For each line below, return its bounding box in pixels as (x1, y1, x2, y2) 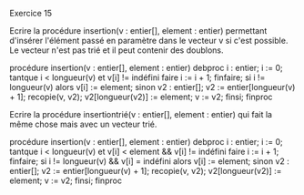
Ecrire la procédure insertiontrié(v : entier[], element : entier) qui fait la (9, 109, 273, 119)
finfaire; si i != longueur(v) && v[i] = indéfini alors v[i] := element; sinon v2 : (9, 156, 289, 167)
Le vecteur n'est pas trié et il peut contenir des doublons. (9, 45, 224, 56)
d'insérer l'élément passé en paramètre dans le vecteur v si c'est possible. (9, 36, 289, 46)
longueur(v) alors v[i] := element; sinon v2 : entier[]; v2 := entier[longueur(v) (9, 82, 296, 92)
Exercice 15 (9, 8, 53, 18)
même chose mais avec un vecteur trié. (9, 118, 157, 129)
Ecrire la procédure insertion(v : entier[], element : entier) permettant (9, 26, 268, 36)
